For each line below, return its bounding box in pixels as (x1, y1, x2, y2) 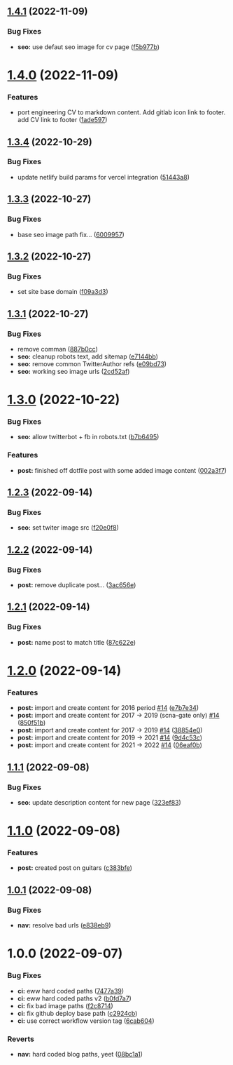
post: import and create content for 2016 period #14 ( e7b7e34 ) (17, 704, 199, 712)
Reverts (7, 1034, 35, 1044)
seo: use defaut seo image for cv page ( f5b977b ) (17, 42, 160, 51)
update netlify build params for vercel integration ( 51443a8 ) (17, 173, 190, 181)
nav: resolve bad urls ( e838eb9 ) (17, 921, 111, 930)
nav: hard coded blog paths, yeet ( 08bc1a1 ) (17, 1050, 143, 1058)
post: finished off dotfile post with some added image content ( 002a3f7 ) (17, 466, 227, 474)
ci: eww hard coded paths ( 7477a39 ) (17, 986, 125, 995)
